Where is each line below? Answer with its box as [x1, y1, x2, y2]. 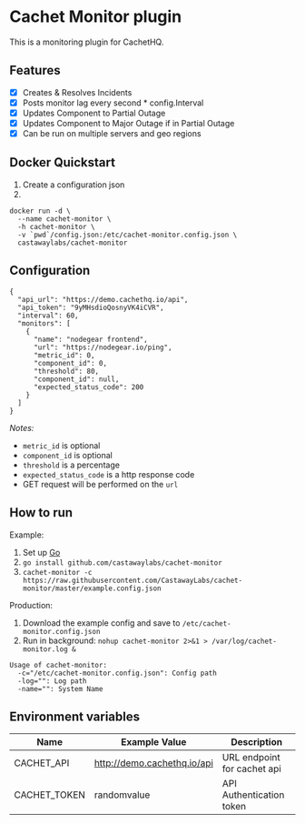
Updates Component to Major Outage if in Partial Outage [22, 117, 235, 128]
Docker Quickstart [9, 155, 116, 170]
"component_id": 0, [33, 358, 107, 367]
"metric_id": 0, [33, 350, 95, 360]
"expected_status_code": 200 [33, 382, 144, 392]
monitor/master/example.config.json [22, 584, 162, 593]
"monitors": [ [17, 318, 71, 328]
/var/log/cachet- [212, 637, 277, 646]
